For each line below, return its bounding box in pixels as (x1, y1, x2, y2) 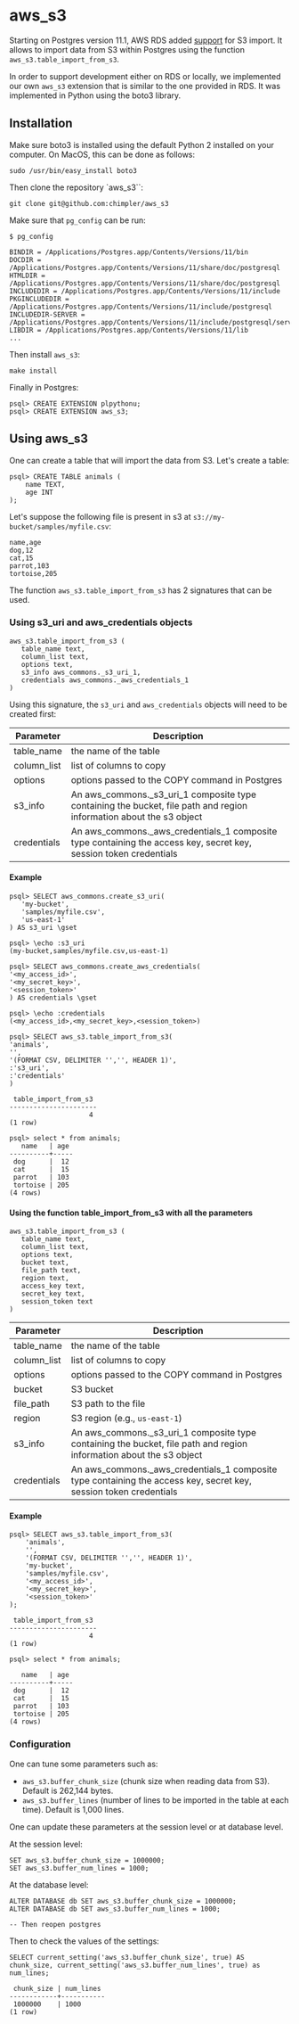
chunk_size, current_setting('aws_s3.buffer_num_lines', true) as (9, 1961, 261, 1970)
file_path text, (20, 1266, 82, 1275)
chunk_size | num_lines (12, 1984, 101, 1993)
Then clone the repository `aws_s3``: (9, 182, 144, 193)
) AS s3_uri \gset (9, 924, 77, 933)
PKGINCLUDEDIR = (9, 294, 69, 303)
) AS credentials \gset (9, 993, 98, 1003)
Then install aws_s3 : (9, 349, 80, 359)
